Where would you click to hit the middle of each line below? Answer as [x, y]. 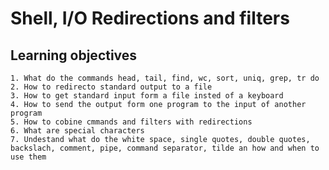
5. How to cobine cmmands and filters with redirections [131, 122]
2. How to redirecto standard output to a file [111, 87]
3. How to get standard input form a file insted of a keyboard [147, 96]
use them [28, 157]
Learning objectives [74, 55]
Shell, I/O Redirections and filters [150, 18]
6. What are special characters [77, 131]
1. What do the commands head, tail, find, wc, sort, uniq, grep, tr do [165, 78]
